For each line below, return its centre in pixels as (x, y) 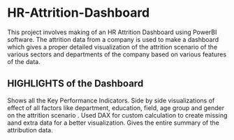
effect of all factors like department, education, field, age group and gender (116, 108)
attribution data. (30, 130)
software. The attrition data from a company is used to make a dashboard (113, 39)
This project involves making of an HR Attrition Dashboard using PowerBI (112, 32)
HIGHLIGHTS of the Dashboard (75, 84)
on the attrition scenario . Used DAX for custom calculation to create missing (117, 115)
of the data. (24, 61)
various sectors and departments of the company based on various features (117, 54)
